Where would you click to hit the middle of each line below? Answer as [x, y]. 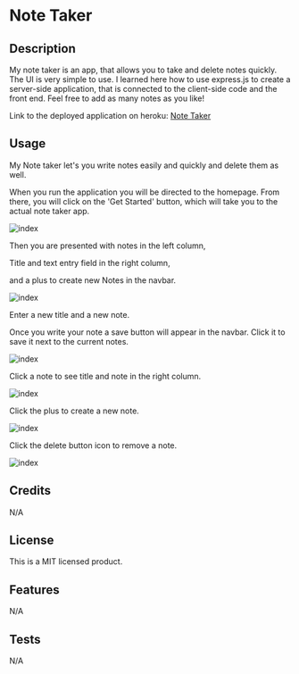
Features [34, 590]
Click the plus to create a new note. [75, 411]
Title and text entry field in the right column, [90, 262]
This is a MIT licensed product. [66, 562]
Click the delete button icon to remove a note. [93, 445]
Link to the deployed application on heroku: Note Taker [110, 116]
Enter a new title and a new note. [70, 314]
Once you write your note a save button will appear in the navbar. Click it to [147, 332]
